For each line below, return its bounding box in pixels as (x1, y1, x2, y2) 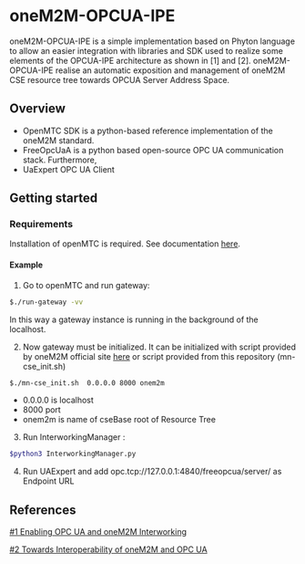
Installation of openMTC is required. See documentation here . (9, 238, 241, 249)
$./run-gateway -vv (9, 298, 84, 307)
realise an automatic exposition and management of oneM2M (55, 65, 286, 76)
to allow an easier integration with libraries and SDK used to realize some (9, 45, 284, 56)
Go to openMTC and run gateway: (22, 279, 150, 290)
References (9, 502, 76, 517)
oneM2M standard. (22, 134, 95, 146)
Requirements (9, 218, 74, 231)
